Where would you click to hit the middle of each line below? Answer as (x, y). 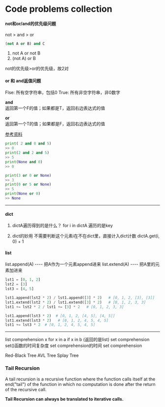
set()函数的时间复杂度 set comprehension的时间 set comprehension (74, 346)
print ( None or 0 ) (23, 194)
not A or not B (26, 53)
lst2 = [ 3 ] (16, 284)
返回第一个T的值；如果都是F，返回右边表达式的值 (55, 124)
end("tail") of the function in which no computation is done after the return (80, 384)
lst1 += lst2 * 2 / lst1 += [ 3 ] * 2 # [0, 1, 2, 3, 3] (65, 307)
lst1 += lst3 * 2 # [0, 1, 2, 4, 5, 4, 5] (50, 325)
